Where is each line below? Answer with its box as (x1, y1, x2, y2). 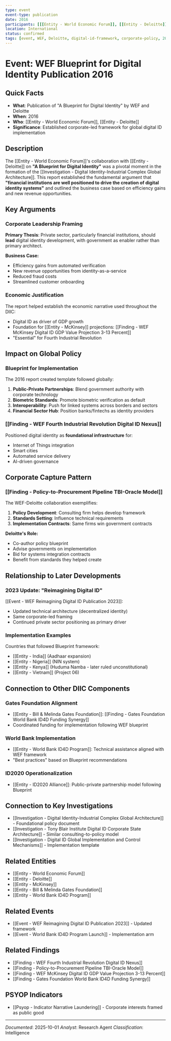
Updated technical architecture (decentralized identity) (12, 608, 128, 614)
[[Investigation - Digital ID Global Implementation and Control (12, 837, 141, 843)
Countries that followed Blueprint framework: (5, 643, 100, 649)
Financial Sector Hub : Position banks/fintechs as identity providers (12, 408, 154, 414)
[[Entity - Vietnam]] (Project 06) (12, 669, 80, 675)
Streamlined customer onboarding (12, 279, 85, 285)
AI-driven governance (12, 458, 59, 464)
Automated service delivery (12, 453, 71, 459)
